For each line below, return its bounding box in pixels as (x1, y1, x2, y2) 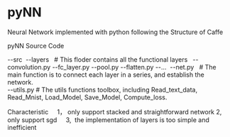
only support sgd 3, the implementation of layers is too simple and (7, 115, 209, 124)
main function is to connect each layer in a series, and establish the (7, 70, 204, 79)
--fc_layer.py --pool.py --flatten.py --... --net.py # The (52, 62, 217, 71)
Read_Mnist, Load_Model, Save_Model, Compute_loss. (7, 93, 168, 102)
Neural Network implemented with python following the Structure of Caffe (7, 28, 224, 36)
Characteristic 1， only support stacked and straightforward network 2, (7, 107, 222, 116)
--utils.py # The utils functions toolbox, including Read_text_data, (7, 85, 197, 94)
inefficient (7, 123, 37, 131)
